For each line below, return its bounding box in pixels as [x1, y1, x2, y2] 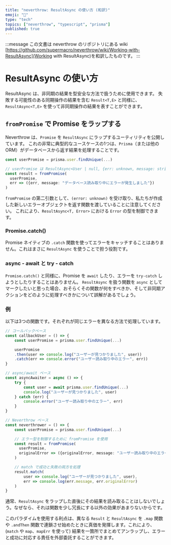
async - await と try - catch [5, 260, 74, 267]
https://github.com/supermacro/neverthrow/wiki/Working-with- [7, 47, 140, 53]
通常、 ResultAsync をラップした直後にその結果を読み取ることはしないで [5, 498, 156, 504]
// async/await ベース [5, 370, 51, 376]
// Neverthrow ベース [5, 418, 49, 423]
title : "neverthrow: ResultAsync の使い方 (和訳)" [5, 7, 110, 13]
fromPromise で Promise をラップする [5, 119, 121, 128]
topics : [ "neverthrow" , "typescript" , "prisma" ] [5, 21, 110, 27]
